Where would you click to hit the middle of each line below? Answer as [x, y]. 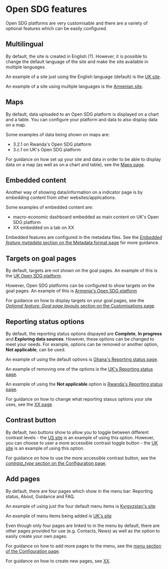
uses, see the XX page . [30, 404]
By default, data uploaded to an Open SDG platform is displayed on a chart [82, 114]
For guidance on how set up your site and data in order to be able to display [83, 159]
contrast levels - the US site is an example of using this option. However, [80, 437]
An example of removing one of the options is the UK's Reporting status [80, 369]
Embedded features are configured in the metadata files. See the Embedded [84, 237]
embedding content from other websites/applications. [61, 198]
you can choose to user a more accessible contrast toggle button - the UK [82, 443]
